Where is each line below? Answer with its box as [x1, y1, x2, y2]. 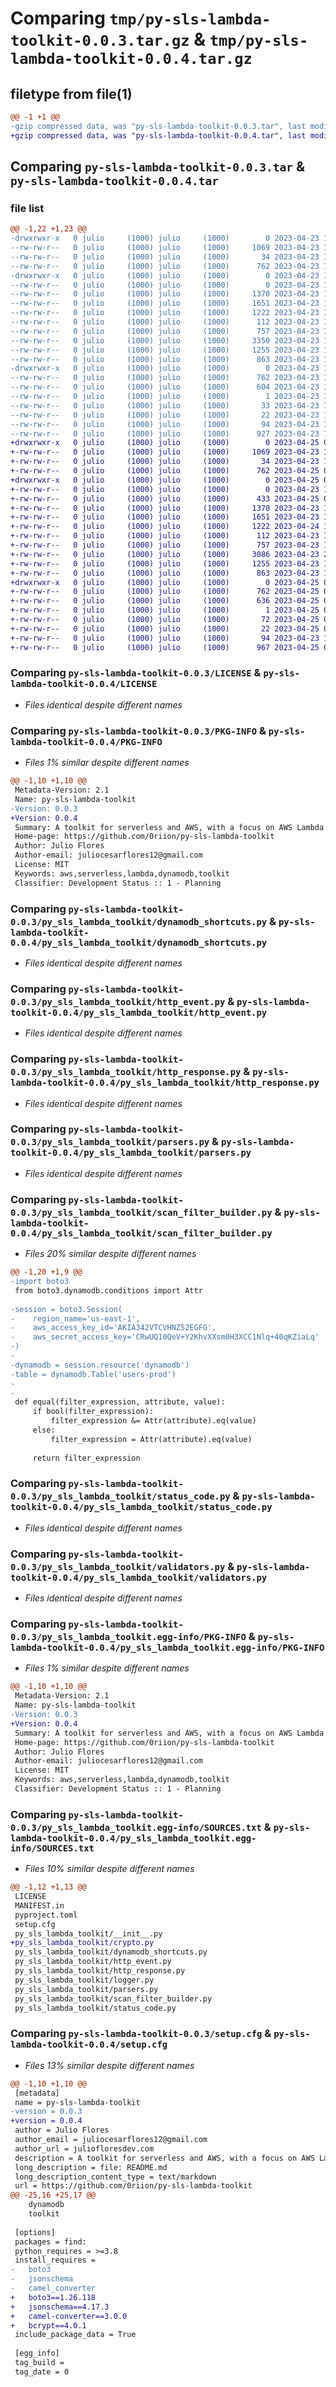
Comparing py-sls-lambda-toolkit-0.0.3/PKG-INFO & [10, 723, 267, 737]
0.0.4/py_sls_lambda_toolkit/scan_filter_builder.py [10, 1227, 273, 1239]
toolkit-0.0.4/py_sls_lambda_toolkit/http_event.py [10, 1007, 268, 1018]
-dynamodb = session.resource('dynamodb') [10, 1360, 190, 1370]
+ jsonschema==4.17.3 [10, 2302, 110, 2312]
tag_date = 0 [14, 2367, 70, 2377]
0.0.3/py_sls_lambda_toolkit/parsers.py [10, 1137, 210, 1148]
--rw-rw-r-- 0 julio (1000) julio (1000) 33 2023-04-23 [10, 400, 320, 411]
